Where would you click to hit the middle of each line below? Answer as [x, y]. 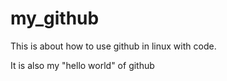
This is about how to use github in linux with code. [113, 46]
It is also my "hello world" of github [82, 65]
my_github [55, 18]
